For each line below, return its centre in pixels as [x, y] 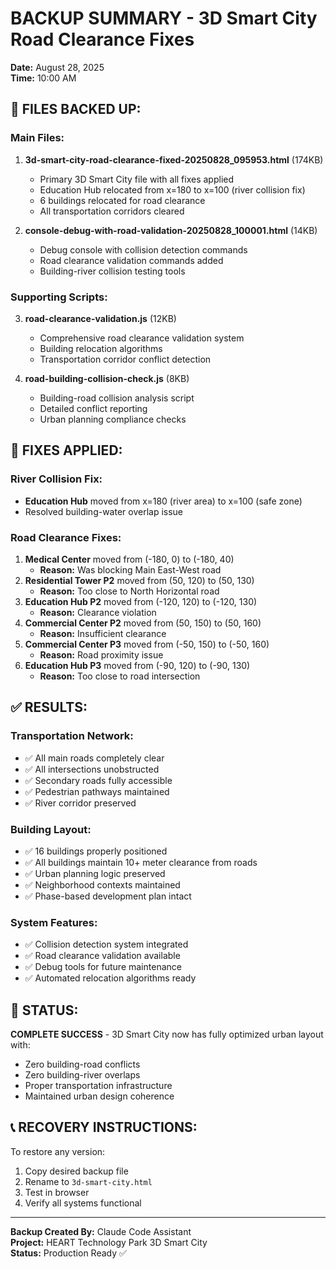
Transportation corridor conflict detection [125, 359]
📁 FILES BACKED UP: [76, 109]
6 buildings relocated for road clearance [122, 200]
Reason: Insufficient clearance [103, 633]
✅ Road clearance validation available [102, 956]
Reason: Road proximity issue [101, 654]
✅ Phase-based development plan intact [108, 896]
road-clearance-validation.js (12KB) [100, 318]
